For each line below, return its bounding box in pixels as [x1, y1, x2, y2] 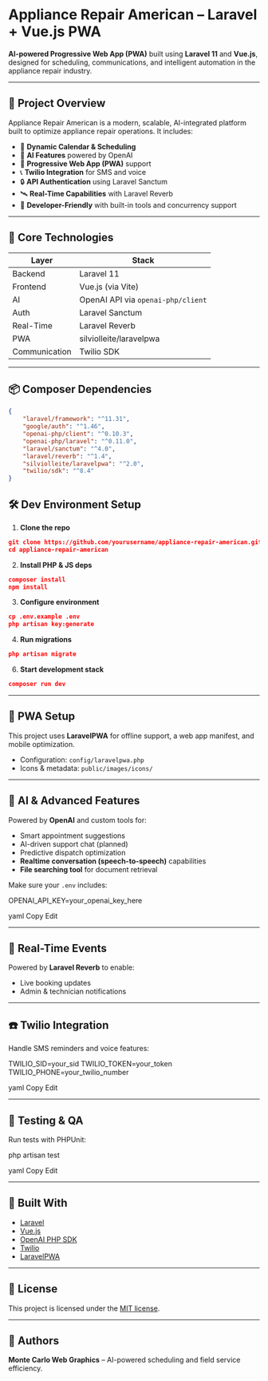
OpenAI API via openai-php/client [79, 294, 207, 305]
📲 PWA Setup [8, 709, 76, 724]
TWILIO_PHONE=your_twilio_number [8, 1068, 129, 1077]
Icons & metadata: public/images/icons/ [19, 763, 153, 772]
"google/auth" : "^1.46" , [22, 423, 105, 431]
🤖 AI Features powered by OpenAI [19, 150, 133, 160]
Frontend [12, 281, 46, 292]
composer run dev [8, 681, 66, 689]
